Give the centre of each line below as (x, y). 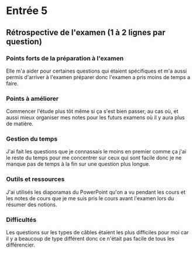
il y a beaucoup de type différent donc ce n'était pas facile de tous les (90, 239)
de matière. (20, 124)
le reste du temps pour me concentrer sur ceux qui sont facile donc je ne (94, 158)
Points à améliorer (32, 98)
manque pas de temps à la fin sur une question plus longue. (78, 164)
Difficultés (21, 220)
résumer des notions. (32, 204)
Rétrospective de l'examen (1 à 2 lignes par (86, 33)
